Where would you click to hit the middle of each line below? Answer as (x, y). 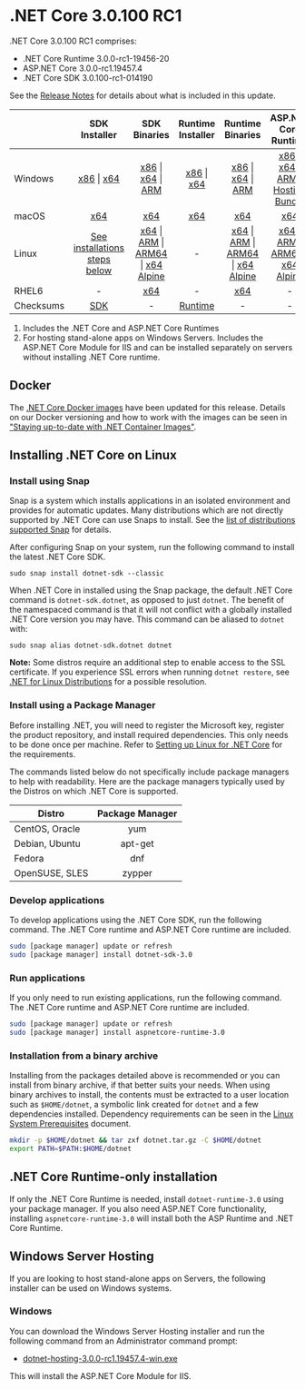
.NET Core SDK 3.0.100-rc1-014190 (88, 77)
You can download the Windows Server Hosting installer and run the (137, 1331)
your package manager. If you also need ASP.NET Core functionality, (138, 1208)
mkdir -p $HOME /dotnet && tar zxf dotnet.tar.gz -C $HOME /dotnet (135, 1140)
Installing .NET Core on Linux (93, 455)
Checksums (39, 305)
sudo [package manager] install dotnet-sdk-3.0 (101, 954)
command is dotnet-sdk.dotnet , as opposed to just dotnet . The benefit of (147, 600)
